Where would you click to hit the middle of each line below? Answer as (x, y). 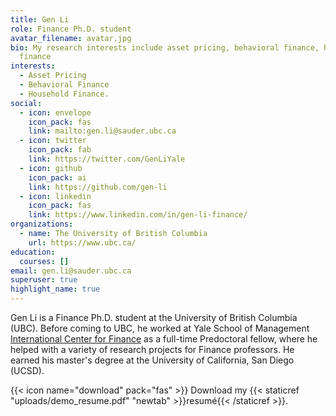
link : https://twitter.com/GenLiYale (107, 159)
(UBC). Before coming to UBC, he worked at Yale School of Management (160, 328)
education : (33, 252)
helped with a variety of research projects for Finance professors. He (152, 349)
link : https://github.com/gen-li (98, 187)
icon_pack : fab (60, 150)
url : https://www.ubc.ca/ (82, 242)
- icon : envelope (55, 112)
